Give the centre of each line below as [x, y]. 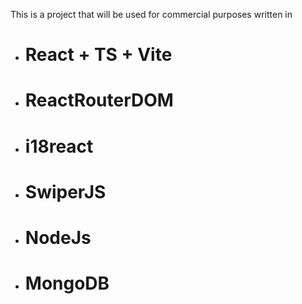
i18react [59, 146]
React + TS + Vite [98, 55]
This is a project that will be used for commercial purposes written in [151, 14]
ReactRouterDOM [99, 100]
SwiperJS [65, 191]
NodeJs [58, 237]
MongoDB [67, 283]
